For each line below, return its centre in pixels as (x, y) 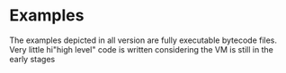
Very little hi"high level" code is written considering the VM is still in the (142, 49)
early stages (32, 59)
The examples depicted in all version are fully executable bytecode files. (143, 40)
